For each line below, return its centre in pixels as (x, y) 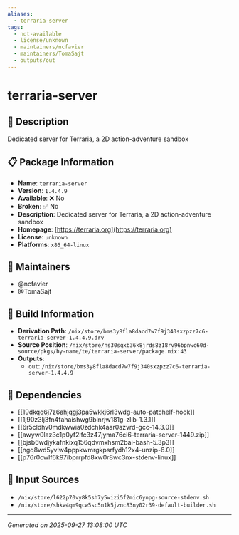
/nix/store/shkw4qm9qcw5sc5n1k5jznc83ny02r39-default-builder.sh (116, 505)
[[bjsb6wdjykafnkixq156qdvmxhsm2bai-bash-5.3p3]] (96, 442)
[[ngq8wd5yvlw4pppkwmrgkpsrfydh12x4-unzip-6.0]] (96, 450)
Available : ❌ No (41, 198)
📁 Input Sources (43, 480)
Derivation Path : (42, 331)
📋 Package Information (61, 162)
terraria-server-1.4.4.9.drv (61, 338)
